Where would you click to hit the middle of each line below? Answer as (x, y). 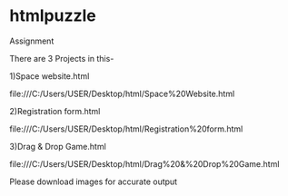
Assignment (32, 41)
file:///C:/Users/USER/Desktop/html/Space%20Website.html (122, 93)
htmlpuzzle (53, 16)
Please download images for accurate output (94, 181)
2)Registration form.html (55, 111)
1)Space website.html (50, 76)
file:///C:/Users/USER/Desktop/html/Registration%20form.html (126, 129)
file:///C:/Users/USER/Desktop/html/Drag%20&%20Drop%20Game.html (144, 163)
